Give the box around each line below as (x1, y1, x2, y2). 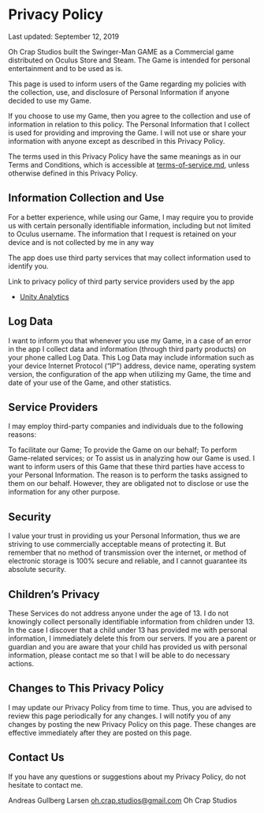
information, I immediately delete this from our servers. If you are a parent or (8, 634, 257, 643)
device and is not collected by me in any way (8, 237, 154, 247)
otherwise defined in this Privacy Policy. (8, 168, 138, 178)
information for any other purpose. (8, 487, 121, 497)
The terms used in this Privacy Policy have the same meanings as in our (8, 152, 242, 161)
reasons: (8, 430, 37, 439)
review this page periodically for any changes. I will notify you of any (8, 711, 231, 721)
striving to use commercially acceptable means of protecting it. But (8, 540, 226, 549)
